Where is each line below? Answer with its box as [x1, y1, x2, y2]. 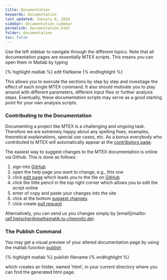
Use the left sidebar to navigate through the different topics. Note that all [5, 48, 155, 55]
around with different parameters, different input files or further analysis [5, 89, 153, 95]
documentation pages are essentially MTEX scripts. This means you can [5, 54, 154, 60]
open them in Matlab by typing [5, 59, 68, 65]
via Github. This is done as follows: [5, 154, 77, 160]
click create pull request [12, 201, 62, 207]
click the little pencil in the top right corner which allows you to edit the [12, 180, 158, 186]
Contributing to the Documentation [5, 112, 92, 119]
